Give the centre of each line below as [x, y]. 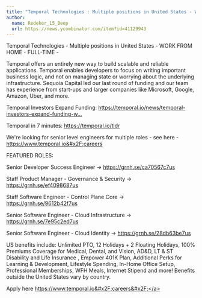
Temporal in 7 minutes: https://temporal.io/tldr [63, 126]
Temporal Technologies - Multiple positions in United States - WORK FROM [99, 46]
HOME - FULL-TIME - [32, 52]
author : [16, 17]
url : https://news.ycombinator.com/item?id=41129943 [79, 29]
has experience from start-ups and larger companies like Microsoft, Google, [100, 90]
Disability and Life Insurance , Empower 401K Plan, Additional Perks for [94, 258]
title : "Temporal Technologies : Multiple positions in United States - [99, 12]
